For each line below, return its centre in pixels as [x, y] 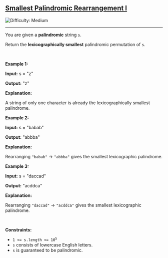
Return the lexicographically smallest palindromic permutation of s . [75, 44]
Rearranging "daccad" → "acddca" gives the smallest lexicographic [73, 205]
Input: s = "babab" [24, 127]
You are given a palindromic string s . [43, 35]
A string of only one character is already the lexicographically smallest [77, 103]
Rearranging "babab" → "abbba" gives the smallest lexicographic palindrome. [84, 156]
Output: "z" [17, 83]
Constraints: [18, 229]
